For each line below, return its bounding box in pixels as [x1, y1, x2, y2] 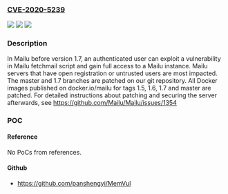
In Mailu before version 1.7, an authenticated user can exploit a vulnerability [7, 54, 221, 63]
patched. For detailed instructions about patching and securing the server [7, 91, 218, 99]
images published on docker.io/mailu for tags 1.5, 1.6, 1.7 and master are [7, 84, 211, 92]
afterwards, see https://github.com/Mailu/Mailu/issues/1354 [7, 98, 178, 106]
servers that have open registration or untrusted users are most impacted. [7, 69, 218, 77]
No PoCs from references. [7, 148, 82, 156]
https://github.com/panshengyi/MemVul [17, 179, 131, 187]
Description [7, 39, 48, 48]
